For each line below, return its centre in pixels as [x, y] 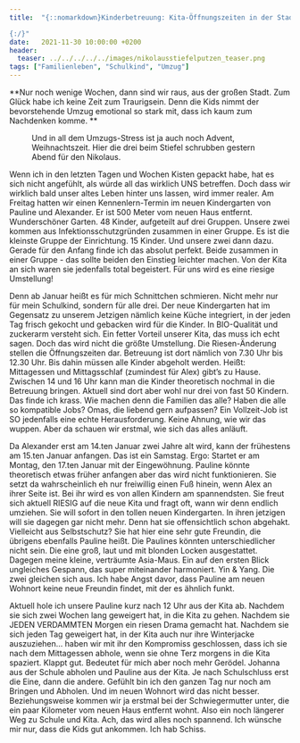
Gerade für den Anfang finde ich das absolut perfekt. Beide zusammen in [144, 250]
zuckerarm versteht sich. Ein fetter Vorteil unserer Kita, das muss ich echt [145, 334]
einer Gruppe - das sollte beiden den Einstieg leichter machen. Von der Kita [148, 259]
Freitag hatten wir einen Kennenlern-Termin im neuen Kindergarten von [140, 203]
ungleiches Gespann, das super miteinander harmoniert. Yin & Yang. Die [142, 569]
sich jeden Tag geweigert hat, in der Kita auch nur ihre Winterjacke [132, 634]
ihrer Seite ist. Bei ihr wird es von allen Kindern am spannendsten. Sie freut [147, 493]
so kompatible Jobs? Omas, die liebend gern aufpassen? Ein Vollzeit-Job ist [149, 410]
